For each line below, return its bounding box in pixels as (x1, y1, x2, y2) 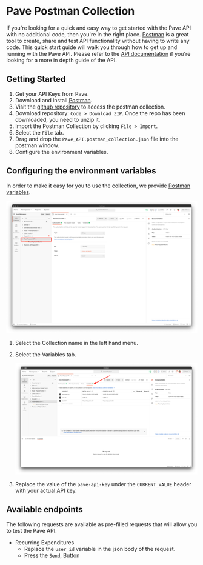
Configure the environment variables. (15, 148, 108, 155)
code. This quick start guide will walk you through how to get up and (6, 44, 178, 51)
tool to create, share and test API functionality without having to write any (6, 37, 190, 44)
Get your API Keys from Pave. (15, 90, 89, 98)
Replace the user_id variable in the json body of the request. (24, 545, 176, 552)
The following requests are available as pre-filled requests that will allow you (6, 520, 198, 528)
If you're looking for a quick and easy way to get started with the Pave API (6, 24, 191, 32)
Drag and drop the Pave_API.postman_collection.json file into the (15, 135, 179, 142)
